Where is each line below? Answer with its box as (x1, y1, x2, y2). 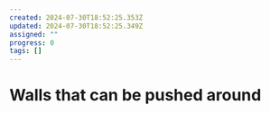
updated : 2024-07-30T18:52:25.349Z (9, 22, 144, 30)
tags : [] (9, 47, 42, 56)
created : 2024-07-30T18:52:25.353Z (9, 13, 144, 22)
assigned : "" (9, 30, 59, 39)
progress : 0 (9, 38, 54, 48)
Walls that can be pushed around (9, 85, 262, 106)
